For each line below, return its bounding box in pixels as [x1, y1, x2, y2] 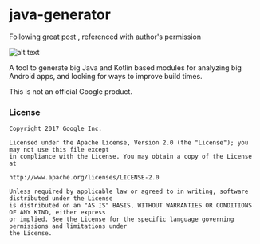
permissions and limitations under [9, 222, 128, 230]
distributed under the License [9, 195, 113, 203]
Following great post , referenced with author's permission [9, 32, 202, 41]
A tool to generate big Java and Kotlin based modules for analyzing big [9, 62, 242, 73]
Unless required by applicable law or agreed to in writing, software [9, 187, 249, 196]
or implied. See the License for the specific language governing [9, 215, 234, 224]
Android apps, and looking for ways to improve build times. [9, 71, 203, 81]
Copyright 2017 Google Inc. [9, 125, 103, 133]
